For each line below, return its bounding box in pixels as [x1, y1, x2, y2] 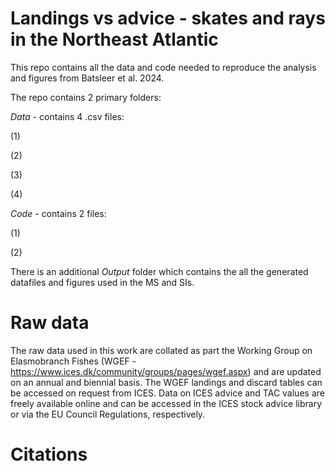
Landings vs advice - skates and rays [10, 7, 326, 30]
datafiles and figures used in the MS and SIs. [10, 276, 195, 288]
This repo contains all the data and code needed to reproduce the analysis [10, 61, 317, 73]
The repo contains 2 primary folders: [10, 91, 162, 103]
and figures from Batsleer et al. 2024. [10, 72, 165, 84]
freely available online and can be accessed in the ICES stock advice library [10, 397, 323, 409]
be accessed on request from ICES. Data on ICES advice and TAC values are [10, 387, 325, 399]
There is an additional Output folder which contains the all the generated [10, 265, 309, 277]
